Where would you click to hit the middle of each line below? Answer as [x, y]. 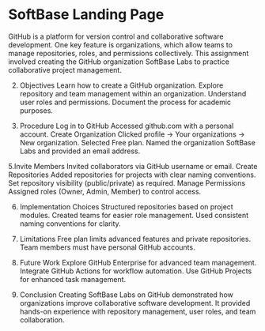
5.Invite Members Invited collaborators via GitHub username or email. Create [133, 166]
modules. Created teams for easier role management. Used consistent [134, 215]
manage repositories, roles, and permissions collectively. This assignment [129, 53]
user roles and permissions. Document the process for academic [125, 102]
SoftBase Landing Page [86, 15]
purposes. [36, 110]
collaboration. [42, 320]
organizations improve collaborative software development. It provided [135, 303]
